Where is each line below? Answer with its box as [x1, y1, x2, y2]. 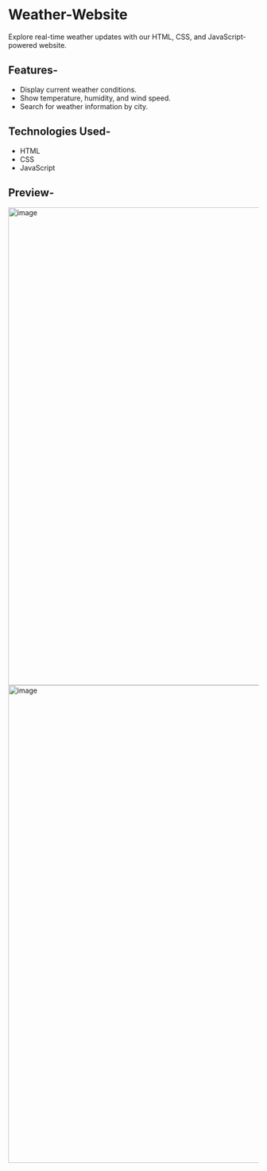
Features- [8, 64, 58, 77]
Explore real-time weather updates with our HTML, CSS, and [8, 32, 207, 41]
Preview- [8, 186, 54, 199]
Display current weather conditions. [19, 84, 137, 94]
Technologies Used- [8, 125, 111, 139]
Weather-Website [8, 6, 129, 24]
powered [8, 40, 37, 49]
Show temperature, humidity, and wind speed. [19, 93, 171, 103]
